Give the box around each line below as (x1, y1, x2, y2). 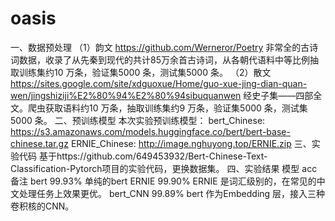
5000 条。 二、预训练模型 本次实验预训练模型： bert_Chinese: (10, 114, 266, 126)
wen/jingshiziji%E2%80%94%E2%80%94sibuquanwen (10, 89, 242, 101)
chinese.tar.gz (10, 137, 69, 149)
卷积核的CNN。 (10, 200, 75, 212)
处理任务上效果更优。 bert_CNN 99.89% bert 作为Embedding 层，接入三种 (18, 187, 326, 199)
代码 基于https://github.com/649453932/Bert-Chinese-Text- (18, 150, 268, 162)
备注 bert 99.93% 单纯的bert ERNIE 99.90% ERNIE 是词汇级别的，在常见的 (10, 175, 317, 187)
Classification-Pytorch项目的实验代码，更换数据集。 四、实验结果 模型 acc (10, 162, 318, 174)
